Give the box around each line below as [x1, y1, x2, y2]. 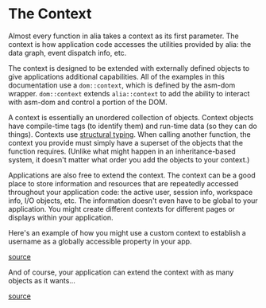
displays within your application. [8, 212, 114, 222]
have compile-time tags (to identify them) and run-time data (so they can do [8, 121, 258, 131]
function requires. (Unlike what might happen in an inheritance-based [8, 146, 236, 156]
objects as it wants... [8, 275, 75, 285]
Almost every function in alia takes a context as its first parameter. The [8, 31, 240, 41]
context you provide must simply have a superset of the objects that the [8, 138, 244, 147]
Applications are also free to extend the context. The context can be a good [8, 170, 256, 180]
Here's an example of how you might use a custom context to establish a [8, 228, 246, 237]
